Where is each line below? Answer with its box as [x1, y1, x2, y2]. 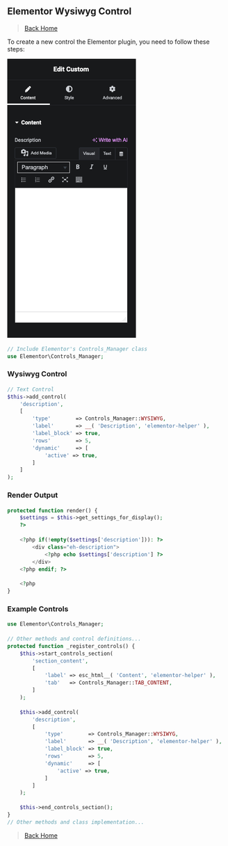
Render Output [7, 490, 58, 500]
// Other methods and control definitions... [7, 635, 141, 642]
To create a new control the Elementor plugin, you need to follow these [7, 38, 210, 46]
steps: [7, 44, 25, 53]
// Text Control [7, 386, 54, 393]
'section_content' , [32, 657, 89, 665]
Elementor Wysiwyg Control [7, 6, 132, 17]
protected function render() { [7, 507, 98, 514]
